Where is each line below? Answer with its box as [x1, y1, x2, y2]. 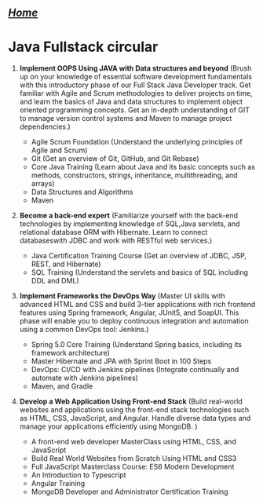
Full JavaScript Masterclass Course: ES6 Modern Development [31, 462, 235, 472]
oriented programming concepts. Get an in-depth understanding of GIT [19, 105, 250, 115]
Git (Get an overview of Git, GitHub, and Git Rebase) [31, 154, 199, 163]
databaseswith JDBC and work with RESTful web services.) [19, 236, 213, 246]
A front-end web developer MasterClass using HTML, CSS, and [31, 437, 237, 447]
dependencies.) [19, 122, 71, 132]
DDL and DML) [31, 276, 80, 286]
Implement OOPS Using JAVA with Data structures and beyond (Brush [19, 64, 252, 73]
